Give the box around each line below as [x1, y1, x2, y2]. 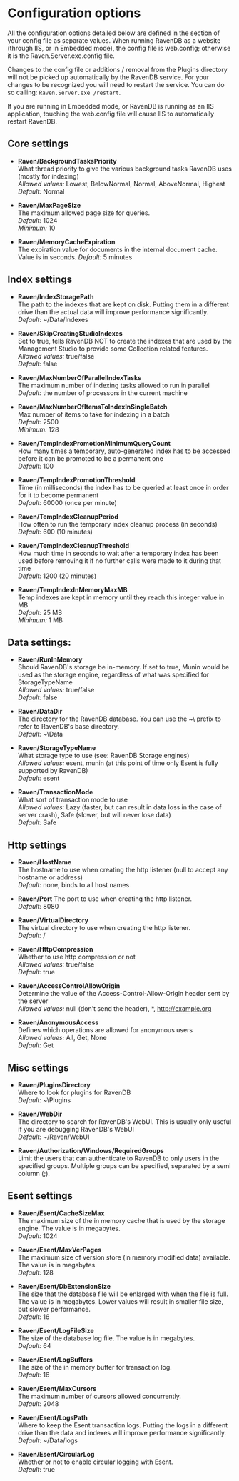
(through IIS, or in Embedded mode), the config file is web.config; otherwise [7, 44, 231, 52]
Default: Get [17, 1041, 54, 1049]
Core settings [7, 138, 69, 150]
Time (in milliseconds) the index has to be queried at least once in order [17, 483, 229, 492]
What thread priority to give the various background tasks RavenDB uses [17, 164, 232, 173]
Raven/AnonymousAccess [17, 1018, 99, 1027]
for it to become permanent [17, 491, 98, 499]
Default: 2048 [17, 1399, 59, 1408]
